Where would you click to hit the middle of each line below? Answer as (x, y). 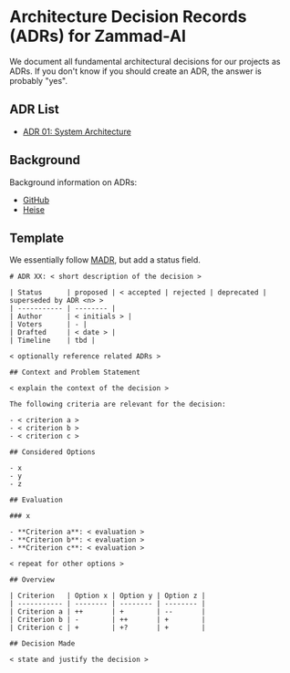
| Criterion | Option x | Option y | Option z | (108, 596)
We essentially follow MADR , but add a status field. (105, 260)
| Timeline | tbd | (52, 341)
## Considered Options (52, 452)
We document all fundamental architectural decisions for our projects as (145, 61)
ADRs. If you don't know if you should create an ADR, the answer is (136, 71)
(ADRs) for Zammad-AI (98, 36)
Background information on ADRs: (73, 182)
